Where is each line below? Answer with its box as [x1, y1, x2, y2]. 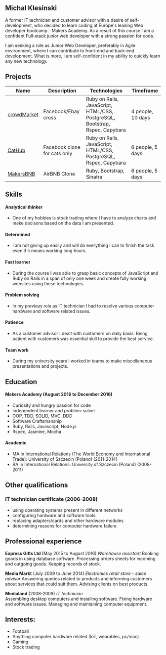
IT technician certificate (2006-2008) [5, 496, 98, 503]
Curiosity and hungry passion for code [12, 402, 91, 408]
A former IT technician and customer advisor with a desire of [5, 17, 129, 23]
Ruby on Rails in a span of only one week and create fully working [12, 275, 147, 281]
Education [5, 378, 38, 386]
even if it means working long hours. [12, 248, 87, 254]
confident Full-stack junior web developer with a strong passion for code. [5, 33, 155, 39]
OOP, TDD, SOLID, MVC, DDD [12, 413, 73, 419]
